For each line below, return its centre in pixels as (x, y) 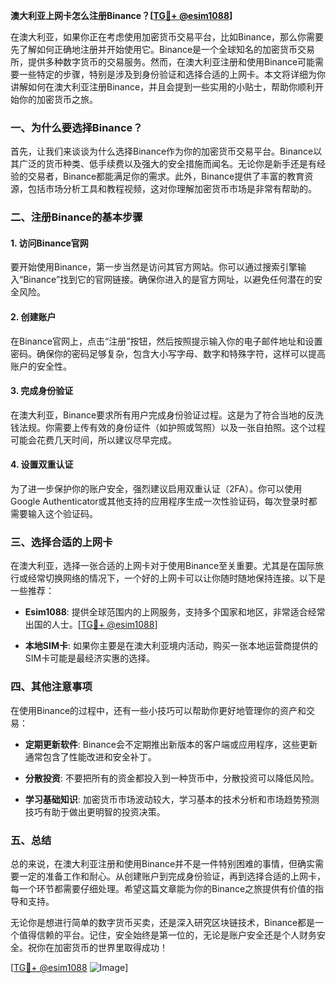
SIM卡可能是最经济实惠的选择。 (90, 658)
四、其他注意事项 (51, 687)
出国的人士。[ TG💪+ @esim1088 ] (91, 625)
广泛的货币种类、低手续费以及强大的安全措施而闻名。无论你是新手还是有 (167, 164)
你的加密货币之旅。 (58, 99)
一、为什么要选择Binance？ (76, 127)
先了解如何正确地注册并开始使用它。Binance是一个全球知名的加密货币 (154, 49)
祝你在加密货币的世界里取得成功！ (97, 947)
